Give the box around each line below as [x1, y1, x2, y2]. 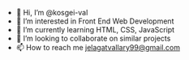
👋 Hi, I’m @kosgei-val [15, 8, 88, 17]
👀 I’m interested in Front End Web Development [15, 16, 174, 26]
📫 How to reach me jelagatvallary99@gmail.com [15, 43, 181, 52]
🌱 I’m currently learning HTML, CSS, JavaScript [15, 25, 175, 34]
